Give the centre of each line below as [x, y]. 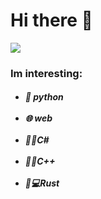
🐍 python [44, 97]
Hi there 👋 [51, 20]
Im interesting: [46, 73]
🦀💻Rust [42, 183]
